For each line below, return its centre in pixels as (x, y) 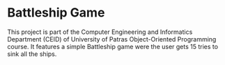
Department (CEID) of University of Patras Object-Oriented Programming (112, 39)
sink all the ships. (32, 54)
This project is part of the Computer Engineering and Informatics (100, 32)
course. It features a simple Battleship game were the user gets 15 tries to (113, 46)
